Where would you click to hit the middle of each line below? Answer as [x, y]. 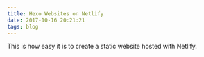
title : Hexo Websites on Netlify [56, 14]
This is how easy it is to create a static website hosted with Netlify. [102, 47]
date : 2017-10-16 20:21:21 [46, 20]
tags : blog [23, 26]
